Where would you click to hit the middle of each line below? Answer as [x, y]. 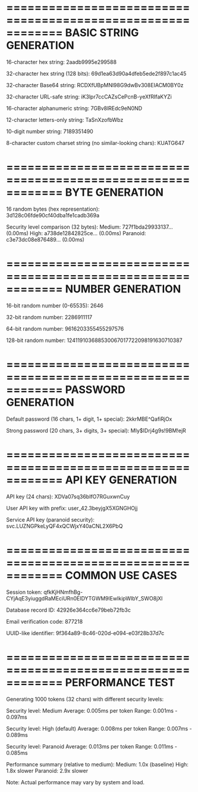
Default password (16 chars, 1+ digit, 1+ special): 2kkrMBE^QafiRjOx [89, 419]
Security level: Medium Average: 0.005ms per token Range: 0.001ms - [92, 710]
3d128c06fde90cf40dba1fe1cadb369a [53, 215]
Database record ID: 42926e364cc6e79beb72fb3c [69, 610]
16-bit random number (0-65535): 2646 [55, 306]
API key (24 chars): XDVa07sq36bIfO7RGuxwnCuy [68, 497]
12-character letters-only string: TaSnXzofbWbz [65, 119]
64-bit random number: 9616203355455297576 [65, 328]
